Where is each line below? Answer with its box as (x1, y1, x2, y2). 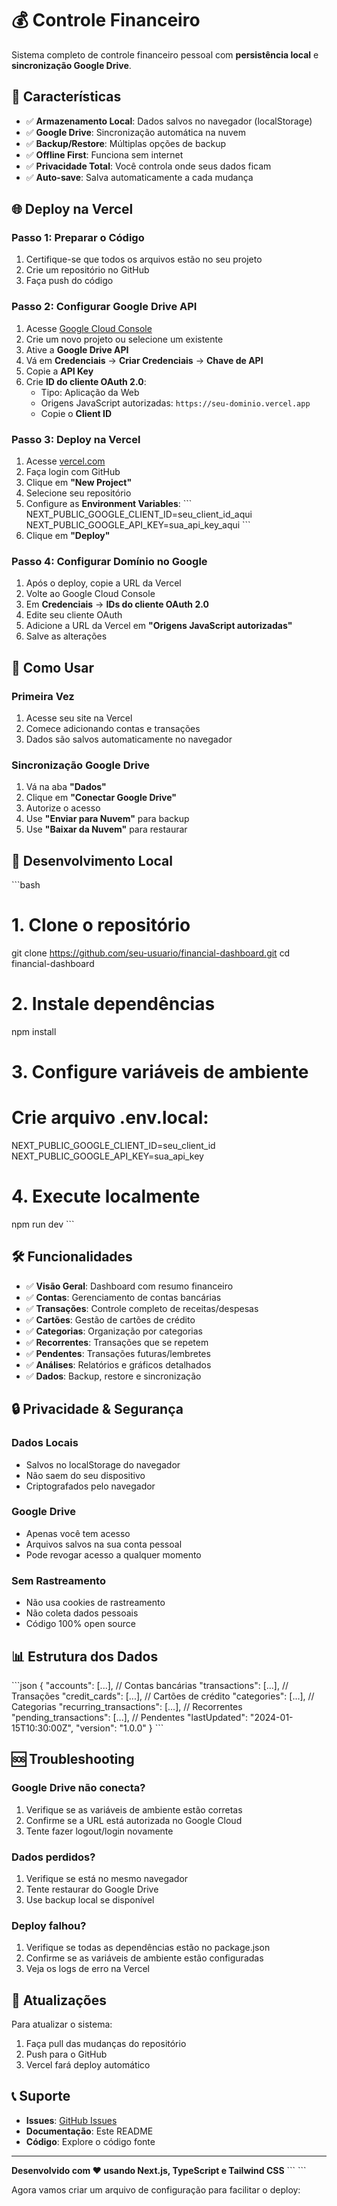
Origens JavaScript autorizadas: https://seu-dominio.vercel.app (40, 397, 311, 409)
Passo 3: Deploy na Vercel (11, 432, 141, 446)
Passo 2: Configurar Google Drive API (11, 300, 198, 314)
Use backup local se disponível (25, 1893, 155, 1906)
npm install (11, 1026, 57, 1037)
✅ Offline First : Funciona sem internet (25, 148, 184, 161)
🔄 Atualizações (11, 1992, 107, 2009)
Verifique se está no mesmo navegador (25, 1872, 189, 1884)
